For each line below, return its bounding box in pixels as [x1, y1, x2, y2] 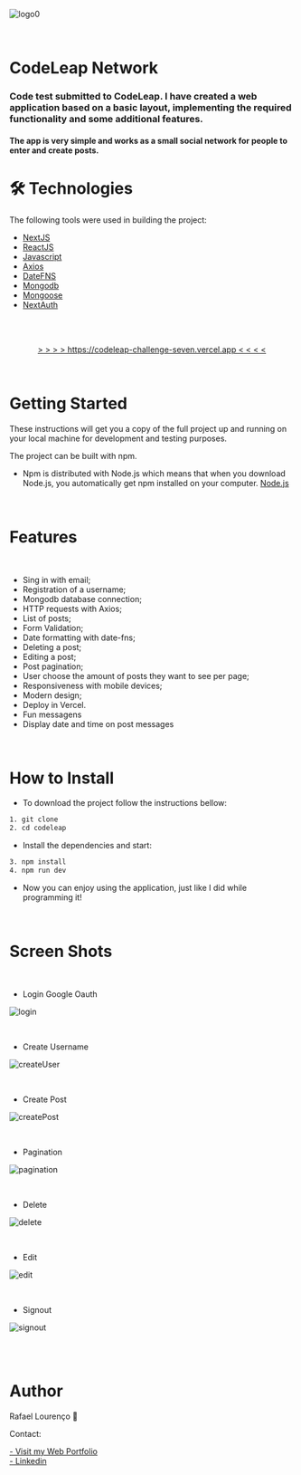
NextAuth [22, 299, 59, 310]
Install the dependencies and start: [22, 840, 152, 851]
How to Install [9, 768, 115, 788]
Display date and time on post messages [22, 718, 174, 729]
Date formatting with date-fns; [22, 632, 136, 643]
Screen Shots [9, 942, 113, 962]
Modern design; [22, 689, 82, 701]
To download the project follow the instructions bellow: [22, 798, 228, 809]
